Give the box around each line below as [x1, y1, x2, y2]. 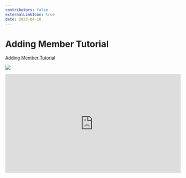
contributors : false [5, 7, 49, 13]
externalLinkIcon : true [5, 12, 55, 17]
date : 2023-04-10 [5, 17, 42, 22]
